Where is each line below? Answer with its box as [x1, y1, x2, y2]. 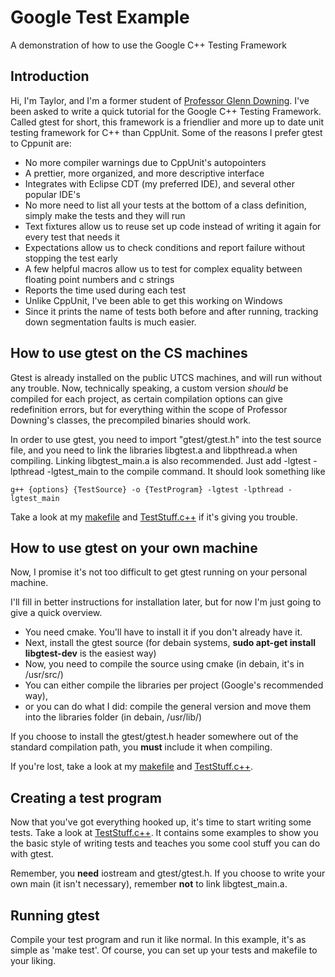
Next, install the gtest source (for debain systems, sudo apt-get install [24, 637, 317, 649]
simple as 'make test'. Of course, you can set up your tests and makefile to [10, 944, 318, 956]
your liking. [10, 955, 57, 966]
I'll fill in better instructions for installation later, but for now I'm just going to [10, 596, 322, 608]
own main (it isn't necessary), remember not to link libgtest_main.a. [10, 878, 288, 890]
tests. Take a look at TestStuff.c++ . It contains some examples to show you [10, 827, 319, 839]
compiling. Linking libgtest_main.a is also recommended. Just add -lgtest [10, 454, 312, 466]
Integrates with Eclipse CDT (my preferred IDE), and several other [24, 177, 295, 190]
